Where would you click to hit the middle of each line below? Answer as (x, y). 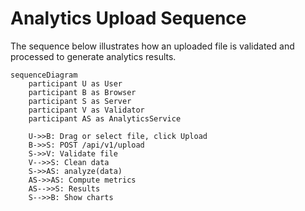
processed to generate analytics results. (93, 56)
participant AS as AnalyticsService (105, 118)
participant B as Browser (82, 92)
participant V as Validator (86, 110)
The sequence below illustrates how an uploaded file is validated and (152, 46)
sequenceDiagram (44, 75)
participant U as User (75, 83)
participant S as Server (80, 101)
